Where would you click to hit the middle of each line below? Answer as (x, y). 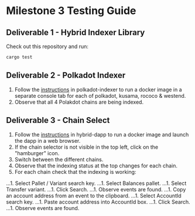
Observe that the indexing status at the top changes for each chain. (96, 166)
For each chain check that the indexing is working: (75, 172)
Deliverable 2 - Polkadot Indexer (66, 75)
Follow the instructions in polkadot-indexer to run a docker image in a (98, 90)
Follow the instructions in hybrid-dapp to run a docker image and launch (102, 134)
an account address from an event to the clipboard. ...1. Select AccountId (94, 196)
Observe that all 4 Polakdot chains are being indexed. (79, 102)
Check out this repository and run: (47, 46)
